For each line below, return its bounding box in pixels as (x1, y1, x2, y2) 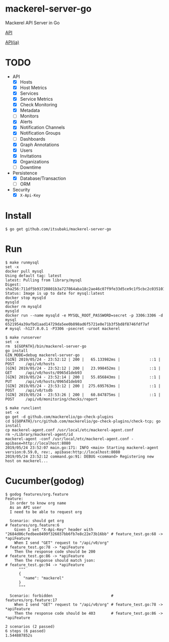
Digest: (5, 282, 22, 287)
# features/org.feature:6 (5, 523, 59, 528)
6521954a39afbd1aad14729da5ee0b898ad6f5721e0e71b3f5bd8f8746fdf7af (5, 322, 150, 327)
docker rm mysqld (5, 304, 42, 309)
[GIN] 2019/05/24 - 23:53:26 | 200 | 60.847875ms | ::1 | (5, 392, 161, 397)
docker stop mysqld (5, 295, 46, 300)
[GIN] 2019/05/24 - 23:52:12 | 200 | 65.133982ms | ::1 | (5, 357, 161, 362)
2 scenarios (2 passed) (5, 624, 55, 629)
